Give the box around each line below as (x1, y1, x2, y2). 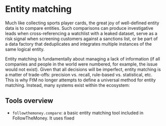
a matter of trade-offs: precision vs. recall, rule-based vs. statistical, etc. (5, 71, 153, 77)
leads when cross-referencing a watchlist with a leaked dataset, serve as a (5, 30, 158, 36)
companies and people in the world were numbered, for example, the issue (5, 61, 158, 67)
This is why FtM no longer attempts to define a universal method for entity (5, 77, 156, 83)
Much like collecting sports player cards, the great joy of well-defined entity (5, 20, 160, 26)
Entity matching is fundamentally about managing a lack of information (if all (5, 56, 161, 62)
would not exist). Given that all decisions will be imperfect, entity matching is (5, 66, 161, 72)
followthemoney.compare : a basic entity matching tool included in (12, 110, 144, 116)
